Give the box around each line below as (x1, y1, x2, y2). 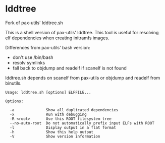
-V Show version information (10, 134, 100, 139)
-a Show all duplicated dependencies (10, 107, 119, 112)
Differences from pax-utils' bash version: (5, 44, 91, 50)
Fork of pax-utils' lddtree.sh (5, 20, 63, 26)
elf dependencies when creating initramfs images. (5, 35, 109, 41)
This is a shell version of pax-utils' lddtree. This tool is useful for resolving (5, 29, 159, 35)
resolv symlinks (12, 59, 45, 65)
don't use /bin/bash (12, 54, 54, 60)
